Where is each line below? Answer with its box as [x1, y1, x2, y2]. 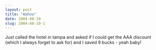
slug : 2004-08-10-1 [5, 21, 46, 26]
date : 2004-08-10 [5, 16, 41, 21]
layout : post [5, 7, 32, 12]
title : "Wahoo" [5, 12, 37, 17]
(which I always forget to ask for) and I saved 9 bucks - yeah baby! [5, 40, 142, 46]
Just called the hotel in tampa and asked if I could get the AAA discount [5, 34, 152, 40]
